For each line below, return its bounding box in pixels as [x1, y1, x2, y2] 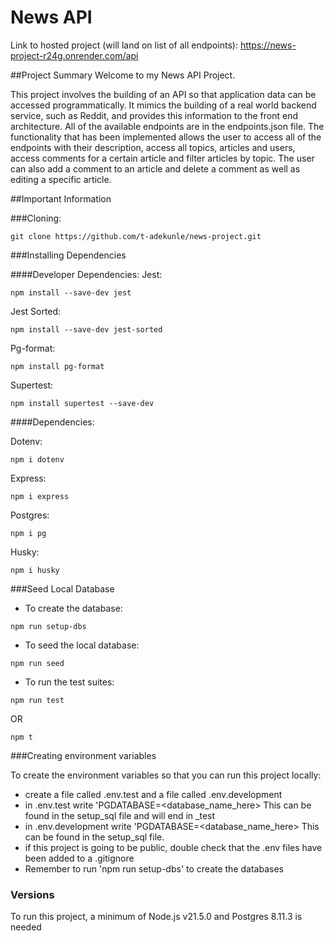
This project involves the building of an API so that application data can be [10, 88, 317, 100]
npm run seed [10, 658, 65, 668]
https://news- [239, 39, 297, 51]
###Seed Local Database [10, 582, 115, 595]
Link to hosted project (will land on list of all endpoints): [10, 39, 238, 51]
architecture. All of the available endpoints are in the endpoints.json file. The [10, 120, 325, 132]
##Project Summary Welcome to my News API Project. [10, 69, 236, 81]
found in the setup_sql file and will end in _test [24, 809, 216, 821]
